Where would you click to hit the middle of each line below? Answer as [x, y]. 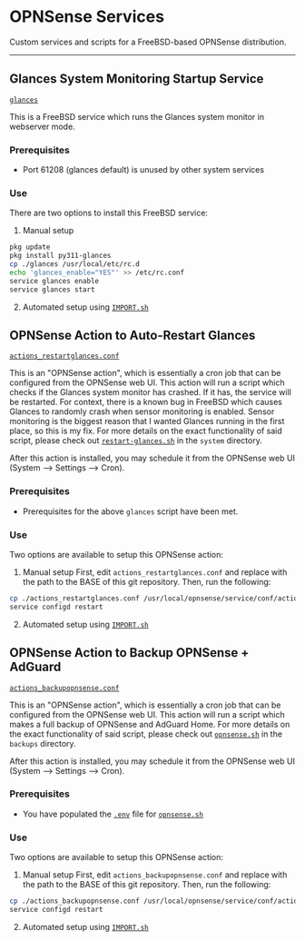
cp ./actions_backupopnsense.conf [75, 901]
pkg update [30, 247]
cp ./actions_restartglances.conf [75, 599]
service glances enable [54, 281]
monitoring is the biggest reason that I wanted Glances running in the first [147, 421]
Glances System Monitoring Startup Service [137, 79]
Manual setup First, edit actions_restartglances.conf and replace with [155, 572]
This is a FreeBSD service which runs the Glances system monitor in [137, 116]
